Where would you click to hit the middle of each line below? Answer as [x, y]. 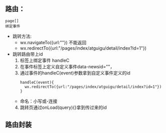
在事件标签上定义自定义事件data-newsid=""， [67, 66]
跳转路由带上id [28, 54]
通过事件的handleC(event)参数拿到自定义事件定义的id [75, 73]
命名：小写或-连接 [39, 101]
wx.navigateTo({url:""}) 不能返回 [53, 42]
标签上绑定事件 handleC [45, 60]
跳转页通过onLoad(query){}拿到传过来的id [63, 107]
